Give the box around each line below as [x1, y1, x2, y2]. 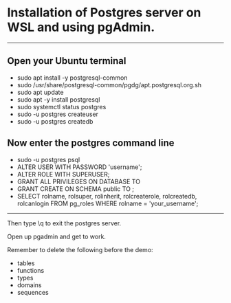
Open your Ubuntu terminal [7, 55, 126, 67]
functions [16, 266, 45, 274]
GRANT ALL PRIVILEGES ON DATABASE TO [16, 177, 141, 186]
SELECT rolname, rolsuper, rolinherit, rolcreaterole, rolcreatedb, [16, 192, 197, 200]
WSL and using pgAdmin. [7, 19, 155, 35]
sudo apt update [16, 88, 64, 96]
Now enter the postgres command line [7, 137, 175, 149]
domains [16, 280, 42, 289]
